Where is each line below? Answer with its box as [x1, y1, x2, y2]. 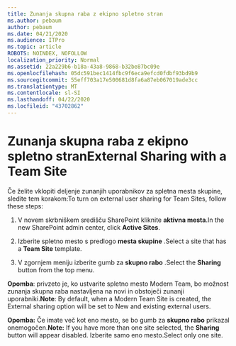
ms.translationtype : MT [7, 83, 78, 90]
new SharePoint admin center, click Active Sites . [17, 223, 161, 231]
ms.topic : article [7, 43, 62, 50]
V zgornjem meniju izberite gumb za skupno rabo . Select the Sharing [17, 258, 221, 267]
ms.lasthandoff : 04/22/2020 [7, 96, 91, 104]
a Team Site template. [17, 244, 83, 252]
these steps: [7, 201, 44, 210]
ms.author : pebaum [7, 17, 62, 24]
